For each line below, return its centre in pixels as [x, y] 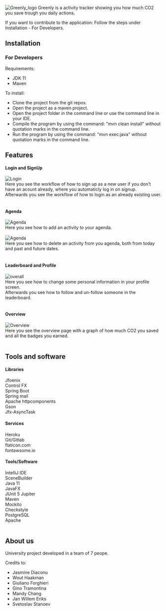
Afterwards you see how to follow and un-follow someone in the [71, 292]
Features [19, 155]
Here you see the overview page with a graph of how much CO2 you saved [82, 330]
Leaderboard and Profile [31, 265]
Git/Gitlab [15, 440]
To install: [15, 93]
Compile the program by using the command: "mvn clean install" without [86, 124]
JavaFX [13, 488]
